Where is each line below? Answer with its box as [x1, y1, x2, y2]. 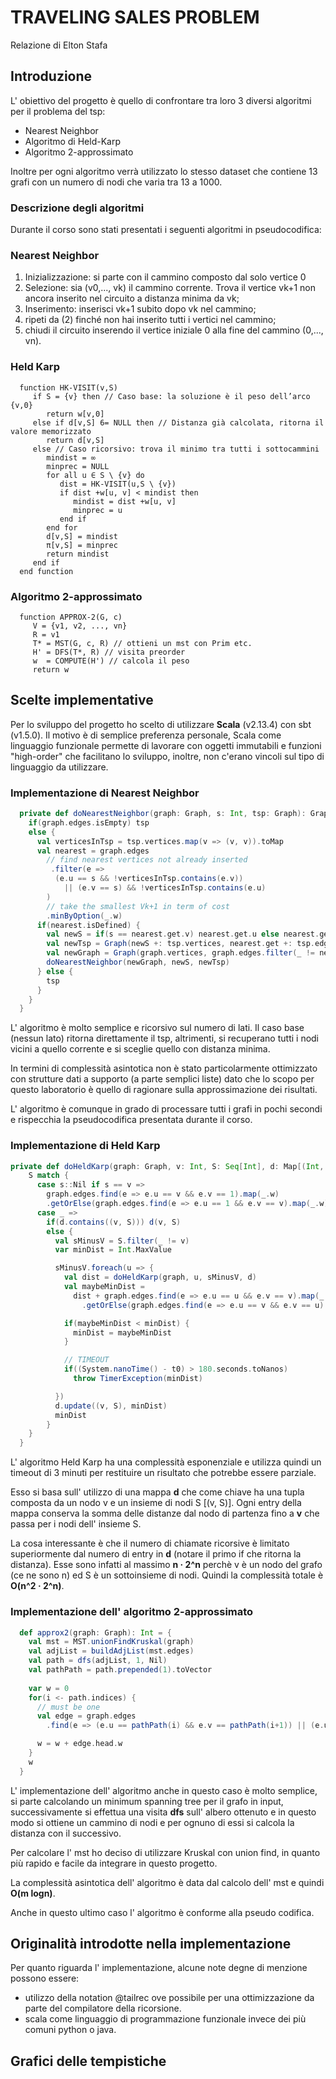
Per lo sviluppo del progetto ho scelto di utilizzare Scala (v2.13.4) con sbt [10, 718, 312, 730]
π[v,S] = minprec [46, 540, 118, 550]
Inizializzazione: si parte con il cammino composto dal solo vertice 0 [24, 271, 307, 283]
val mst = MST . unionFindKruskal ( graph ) [28, 1637, 195, 1647]
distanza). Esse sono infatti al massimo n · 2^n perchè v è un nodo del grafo [10, 1559, 323, 1571]
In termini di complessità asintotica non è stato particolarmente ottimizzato [10, 1062, 318, 1075]
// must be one [36, 1702, 101, 1712]
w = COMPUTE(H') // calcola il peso [32, 656, 190, 666]
